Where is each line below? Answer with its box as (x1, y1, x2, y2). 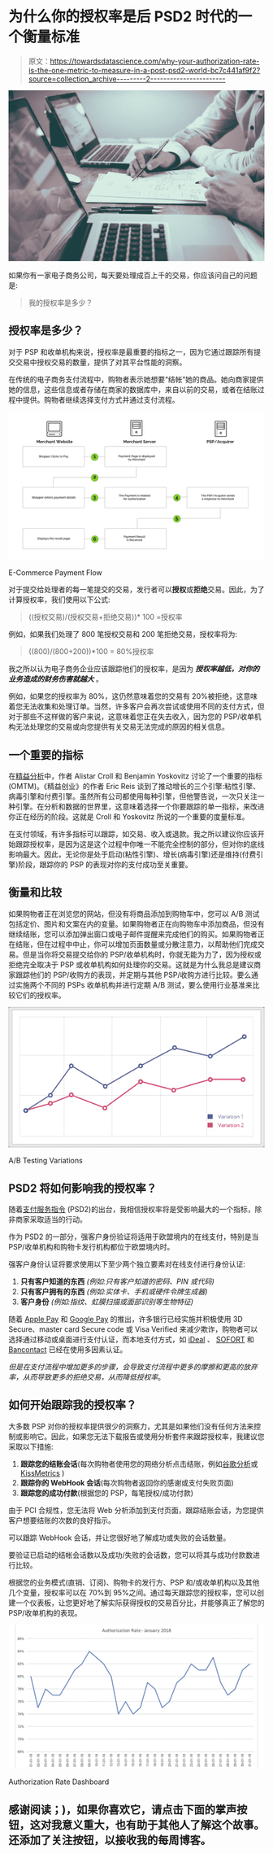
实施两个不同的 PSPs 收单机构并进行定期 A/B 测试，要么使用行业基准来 (15, 979, 253, 989)
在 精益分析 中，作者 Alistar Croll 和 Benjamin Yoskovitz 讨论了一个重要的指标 (8, 771, 262, 781)
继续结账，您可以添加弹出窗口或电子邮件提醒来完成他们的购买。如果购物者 (8, 929, 258, 939)
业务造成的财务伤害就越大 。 (8, 674, 103, 684)
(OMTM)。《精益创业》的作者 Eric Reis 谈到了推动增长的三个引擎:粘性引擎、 (8, 782, 261, 792)
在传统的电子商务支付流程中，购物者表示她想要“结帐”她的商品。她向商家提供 (8, 374, 264, 384)
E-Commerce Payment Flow (8, 568, 103, 578)
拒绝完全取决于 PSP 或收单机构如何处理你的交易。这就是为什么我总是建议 (8, 959, 254, 969)
